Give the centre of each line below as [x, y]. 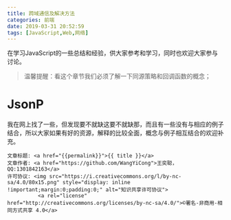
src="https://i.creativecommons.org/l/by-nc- [115, 177]
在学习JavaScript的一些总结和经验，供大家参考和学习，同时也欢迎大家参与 [113, 53]
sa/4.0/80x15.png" [33, 183]
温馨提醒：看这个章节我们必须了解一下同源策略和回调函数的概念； [117, 76]
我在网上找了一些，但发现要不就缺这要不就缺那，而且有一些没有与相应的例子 [115, 124]
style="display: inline [96, 183]
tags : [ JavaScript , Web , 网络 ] [48, 33]
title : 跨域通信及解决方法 [41, 13]
